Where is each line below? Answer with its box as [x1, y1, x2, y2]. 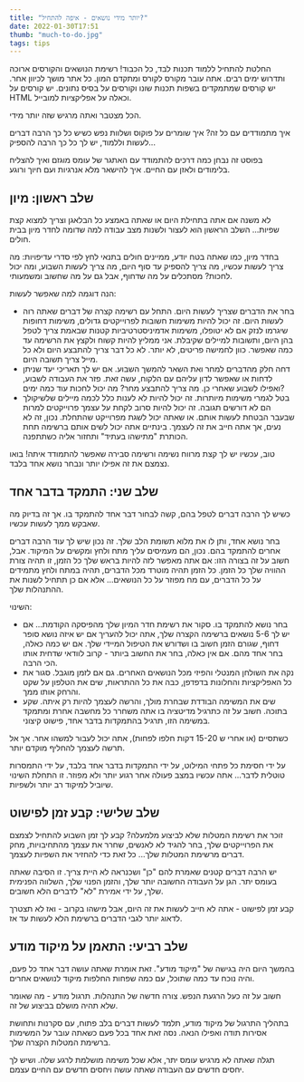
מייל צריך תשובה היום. [22, 354, 99, 365]
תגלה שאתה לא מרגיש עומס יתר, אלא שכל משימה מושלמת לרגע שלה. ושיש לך [9, 1054, 276, 1065]
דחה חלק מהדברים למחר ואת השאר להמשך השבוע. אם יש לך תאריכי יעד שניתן [22, 363, 291, 374]
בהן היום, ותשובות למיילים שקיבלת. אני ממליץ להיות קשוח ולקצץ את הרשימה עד [22, 334, 294, 345]
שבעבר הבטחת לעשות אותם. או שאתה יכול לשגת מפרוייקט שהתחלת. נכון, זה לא [22, 411, 295, 422]
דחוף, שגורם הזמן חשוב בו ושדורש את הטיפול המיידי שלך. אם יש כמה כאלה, [22, 638, 280, 649]
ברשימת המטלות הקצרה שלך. [9, 1037, 111, 1048]
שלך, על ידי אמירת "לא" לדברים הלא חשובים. [9, 885, 164, 896]
